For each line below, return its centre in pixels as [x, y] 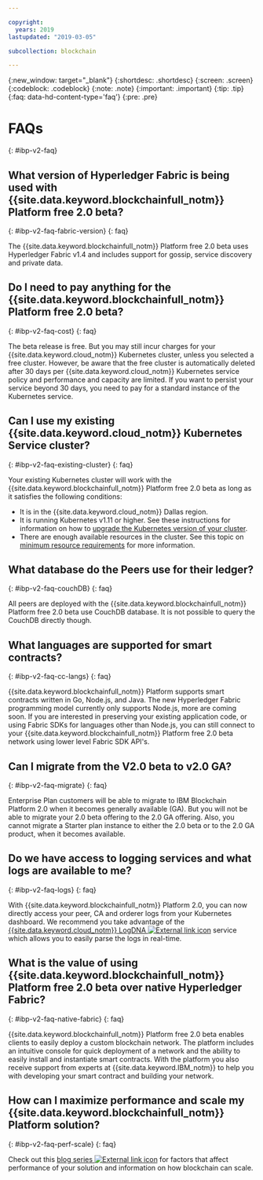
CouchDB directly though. [50, 621]
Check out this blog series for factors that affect [119, 1159]
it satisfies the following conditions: [65, 497]
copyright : [26, 22]
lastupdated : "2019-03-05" [52, 37]
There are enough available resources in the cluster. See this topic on [131, 537]
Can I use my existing [62, 421]
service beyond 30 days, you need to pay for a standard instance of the [124, 388]
